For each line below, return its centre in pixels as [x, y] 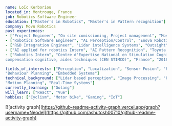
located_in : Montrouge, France [39, 12]
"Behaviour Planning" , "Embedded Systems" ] [52, 73]
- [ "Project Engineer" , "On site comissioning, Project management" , [81, 36]
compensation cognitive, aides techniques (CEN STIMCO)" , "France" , [80, 59]
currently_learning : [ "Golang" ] [40, 88]
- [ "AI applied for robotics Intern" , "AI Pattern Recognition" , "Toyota [86, 50]
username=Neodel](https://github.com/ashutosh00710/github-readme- [81, 112]
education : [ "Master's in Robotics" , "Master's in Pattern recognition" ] [86, 21]
